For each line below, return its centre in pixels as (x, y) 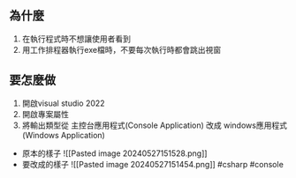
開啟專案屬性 (45, 114)
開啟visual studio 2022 (63, 103)
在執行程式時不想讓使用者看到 (76, 39)
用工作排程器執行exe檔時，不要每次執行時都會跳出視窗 (121, 49)
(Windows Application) (64, 135)
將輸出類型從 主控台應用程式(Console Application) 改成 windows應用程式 (154, 125)
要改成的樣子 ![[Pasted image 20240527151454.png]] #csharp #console (153, 164)
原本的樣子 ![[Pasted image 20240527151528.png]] (114, 153)
